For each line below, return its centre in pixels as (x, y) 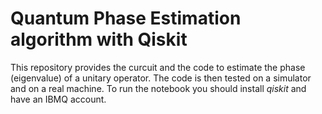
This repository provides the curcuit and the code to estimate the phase (158, 67)
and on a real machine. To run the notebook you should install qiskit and (158, 88)
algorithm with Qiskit (99, 39)
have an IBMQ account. (58, 99)
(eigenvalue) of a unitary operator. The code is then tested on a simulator (161, 78)
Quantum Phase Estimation (126, 18)
